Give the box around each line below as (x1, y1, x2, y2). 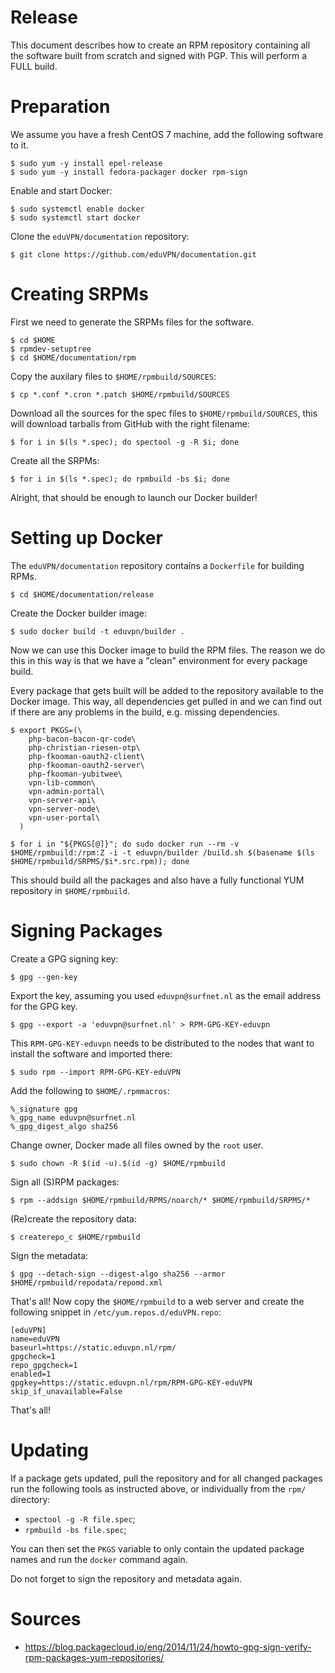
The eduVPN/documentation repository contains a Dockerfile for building (10, 559, 305, 571)
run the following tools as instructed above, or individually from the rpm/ (10, 1482, 307, 1495)
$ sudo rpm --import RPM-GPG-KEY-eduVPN (10, 1067, 182, 1077)
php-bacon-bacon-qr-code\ (28, 734, 137, 744)
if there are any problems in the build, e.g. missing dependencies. (10, 706, 280, 718)
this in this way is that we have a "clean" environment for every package (10, 654, 308, 666)
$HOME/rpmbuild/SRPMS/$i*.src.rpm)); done (10, 856, 190, 866)
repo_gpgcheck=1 (10, 1360, 78, 1370)
